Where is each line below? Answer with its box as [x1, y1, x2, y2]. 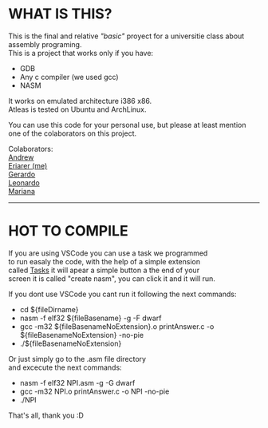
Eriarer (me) [8, 160, 48, 170]
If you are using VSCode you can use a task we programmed [8, 248, 208, 258]
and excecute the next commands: [8, 363, 122, 372]
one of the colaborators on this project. [8, 129, 137, 138]
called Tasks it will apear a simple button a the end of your [8, 265, 200, 275]
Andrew [8, 153, 34, 162]
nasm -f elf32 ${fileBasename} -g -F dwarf [19, 313, 162, 323]
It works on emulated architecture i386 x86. [8, 96, 152, 105]
